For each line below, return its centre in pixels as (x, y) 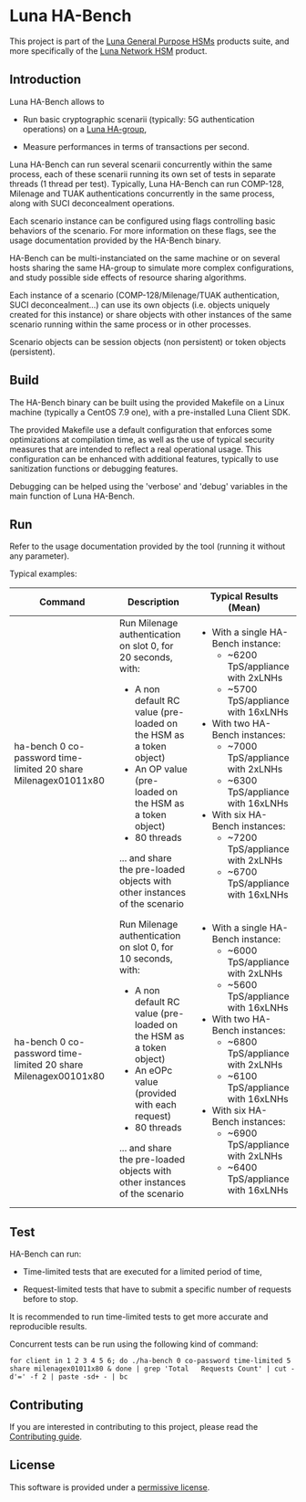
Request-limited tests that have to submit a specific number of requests (157, 1289)
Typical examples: (43, 574)
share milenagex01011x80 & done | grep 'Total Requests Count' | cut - (153, 1369)
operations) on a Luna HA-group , (85, 129)
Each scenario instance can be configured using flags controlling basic (143, 221)
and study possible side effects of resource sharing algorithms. (128, 277)
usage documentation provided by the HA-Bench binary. (115, 240)
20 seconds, (146, 657)
